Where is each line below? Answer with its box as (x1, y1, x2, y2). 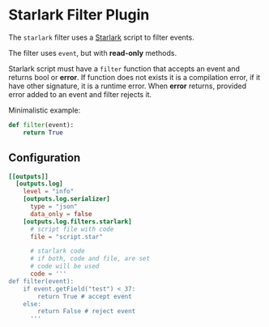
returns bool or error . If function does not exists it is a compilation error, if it (8, 72, 261, 82)
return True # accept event (37, 292, 132, 300)
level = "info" (23, 188, 75, 196)
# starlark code (29, 247, 85, 256)
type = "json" (29, 202, 79, 210)
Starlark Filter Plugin (8, 6, 150, 24)
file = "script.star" (29, 232, 104, 240)
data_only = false (29, 210, 92, 218)
